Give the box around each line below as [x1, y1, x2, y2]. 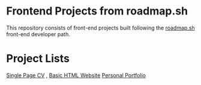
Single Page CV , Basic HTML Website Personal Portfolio [6, 71, 146, 79]
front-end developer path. [6, 30, 70, 37]
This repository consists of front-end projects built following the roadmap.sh [6, 24, 195, 31]
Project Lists [6, 52, 70, 66]
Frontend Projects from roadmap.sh [6, 4, 188, 18]
